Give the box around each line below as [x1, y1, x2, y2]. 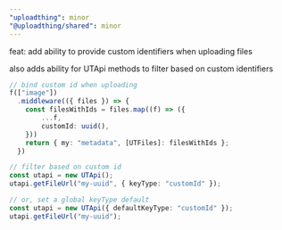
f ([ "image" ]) [9, 88, 58, 98]
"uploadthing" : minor [9, 12, 90, 22]
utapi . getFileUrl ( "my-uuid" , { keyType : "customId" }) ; [9, 179, 221, 188]
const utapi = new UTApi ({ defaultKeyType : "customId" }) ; [9, 203, 234, 212]
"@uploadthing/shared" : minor [9, 21, 122, 30]
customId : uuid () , [41, 121, 110, 130]
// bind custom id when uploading [9, 80, 138, 89]
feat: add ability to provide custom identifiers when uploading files [9, 45, 253, 56]
